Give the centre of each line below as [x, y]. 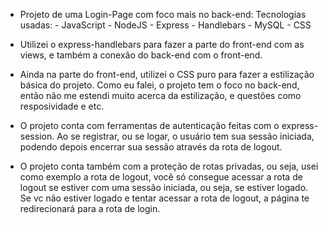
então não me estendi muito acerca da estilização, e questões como [160, 95]
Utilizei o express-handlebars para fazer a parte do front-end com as [162, 44]
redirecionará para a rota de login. [90, 208]
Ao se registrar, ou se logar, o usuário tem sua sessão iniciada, [185, 136]
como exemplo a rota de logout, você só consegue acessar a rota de [161, 177]
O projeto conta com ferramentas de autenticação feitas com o [149, 125]
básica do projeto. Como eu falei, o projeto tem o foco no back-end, [159, 85]
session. [37, 136]
